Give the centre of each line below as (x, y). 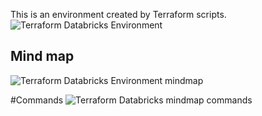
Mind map (42, 56)
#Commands (37, 100)
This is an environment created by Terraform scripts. (118, 14)
